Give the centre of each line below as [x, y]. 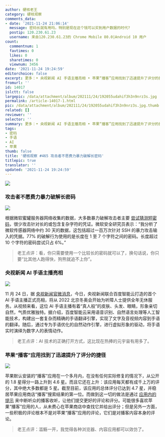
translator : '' [21, 165]
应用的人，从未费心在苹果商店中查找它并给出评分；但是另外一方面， [91, 407]
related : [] [17, 110]
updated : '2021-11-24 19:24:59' [38, 170]
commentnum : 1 [24, 46]
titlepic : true [21, 160]
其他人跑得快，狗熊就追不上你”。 [61, 259]
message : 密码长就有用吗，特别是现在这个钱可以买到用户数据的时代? [70, 28]
